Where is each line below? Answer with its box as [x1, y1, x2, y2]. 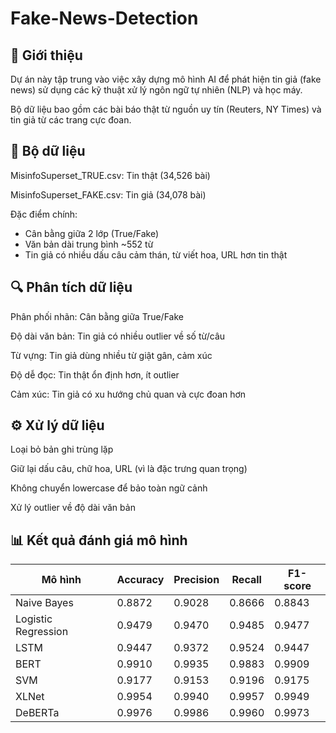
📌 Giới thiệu [10, 47, 83, 64]
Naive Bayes [15, 596, 74, 610]
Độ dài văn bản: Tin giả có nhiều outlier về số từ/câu [10, 330, 226, 342]
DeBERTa [15, 706, 60, 720]
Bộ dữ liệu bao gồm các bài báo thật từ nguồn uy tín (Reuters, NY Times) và [10, 103, 322, 115]
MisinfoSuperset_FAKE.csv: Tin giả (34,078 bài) [10, 188, 207, 201]
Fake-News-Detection [10, 7, 199, 30]
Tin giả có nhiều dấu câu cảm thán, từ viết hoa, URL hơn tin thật [24, 248, 288, 261]
